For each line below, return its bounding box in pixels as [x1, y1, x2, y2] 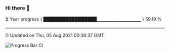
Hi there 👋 [5, 4, 30, 11]
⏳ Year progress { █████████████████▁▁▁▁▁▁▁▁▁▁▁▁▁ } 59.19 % [5, 16, 162, 22]
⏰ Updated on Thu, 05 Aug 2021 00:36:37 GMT [5, 32, 105, 38]
